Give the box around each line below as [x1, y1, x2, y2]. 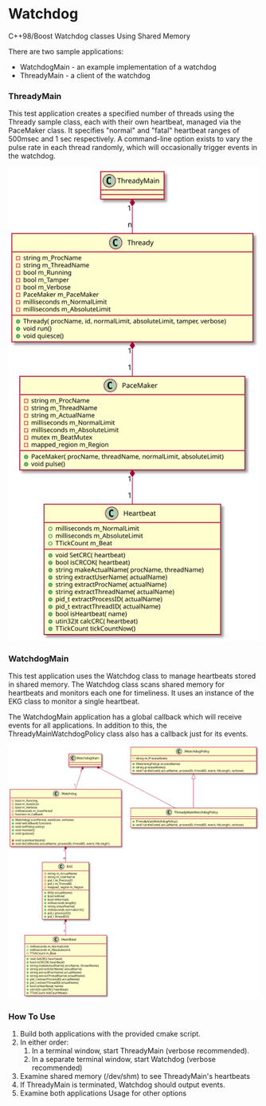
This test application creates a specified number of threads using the [8, 109, 235, 118]
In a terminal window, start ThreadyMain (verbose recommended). [31, 1046, 249, 1055]
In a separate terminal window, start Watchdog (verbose [31, 1055, 217, 1064]
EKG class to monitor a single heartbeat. [8, 696, 140, 707]
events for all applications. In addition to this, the [8, 720, 167, 731]
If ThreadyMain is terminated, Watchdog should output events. [19, 1080, 225, 1089]
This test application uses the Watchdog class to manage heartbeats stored [8, 672, 256, 681]
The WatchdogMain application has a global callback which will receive [8, 712, 243, 722]
